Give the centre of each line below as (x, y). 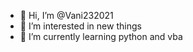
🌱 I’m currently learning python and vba (101, 36)
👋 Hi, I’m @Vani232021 (66, 15)
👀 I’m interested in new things (80, 26)
